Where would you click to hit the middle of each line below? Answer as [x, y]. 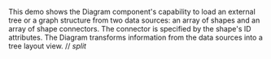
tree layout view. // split [48, 46]
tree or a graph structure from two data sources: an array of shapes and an [134, 20]
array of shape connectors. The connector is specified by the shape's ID [130, 29]
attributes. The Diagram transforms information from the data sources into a [135, 37]
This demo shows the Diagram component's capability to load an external [132, 12]
